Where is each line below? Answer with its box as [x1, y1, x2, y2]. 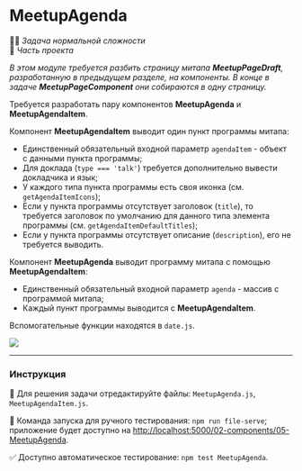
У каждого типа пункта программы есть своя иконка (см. [22, 181, 244, 192]
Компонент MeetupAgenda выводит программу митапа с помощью [9, 256, 271, 267]
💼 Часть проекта [9, 44, 75, 55]
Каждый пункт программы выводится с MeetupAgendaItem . [22, 303, 256, 313]
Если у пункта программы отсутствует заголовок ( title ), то [22, 200, 253, 212]
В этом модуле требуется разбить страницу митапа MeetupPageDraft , [9, 62, 284, 73]
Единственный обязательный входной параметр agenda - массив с [22, 283, 280, 294]
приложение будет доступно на [9, 425, 131, 436]
